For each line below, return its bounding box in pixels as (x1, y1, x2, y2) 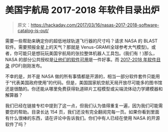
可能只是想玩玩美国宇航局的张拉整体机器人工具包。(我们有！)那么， (18, 50, 157, 56)
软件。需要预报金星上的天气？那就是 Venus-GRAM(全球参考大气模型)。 (5, 44, 151, 50)
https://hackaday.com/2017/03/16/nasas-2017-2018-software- (30, 22, 159, 28)
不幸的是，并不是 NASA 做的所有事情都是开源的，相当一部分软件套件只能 (5, 73, 156, 79)
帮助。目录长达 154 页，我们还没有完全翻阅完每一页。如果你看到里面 (18, 109, 159, 115)
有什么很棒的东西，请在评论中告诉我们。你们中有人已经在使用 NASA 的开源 (5, 115, 160, 121)
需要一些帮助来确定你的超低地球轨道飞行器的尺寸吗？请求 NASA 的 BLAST (5, 38, 158, 44)
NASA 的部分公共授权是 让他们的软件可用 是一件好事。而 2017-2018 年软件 (5, 56, 156, 62)
